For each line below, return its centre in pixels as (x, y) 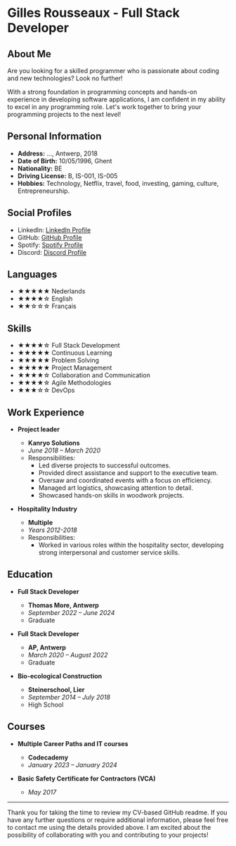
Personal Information (54, 136)
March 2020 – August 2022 (68, 655)
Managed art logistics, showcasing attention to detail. (116, 488)
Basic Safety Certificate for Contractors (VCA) (86, 778)
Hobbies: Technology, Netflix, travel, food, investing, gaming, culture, (118, 183)
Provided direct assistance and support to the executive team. (128, 473)
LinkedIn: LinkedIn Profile (54, 229)
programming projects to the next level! (64, 114)
